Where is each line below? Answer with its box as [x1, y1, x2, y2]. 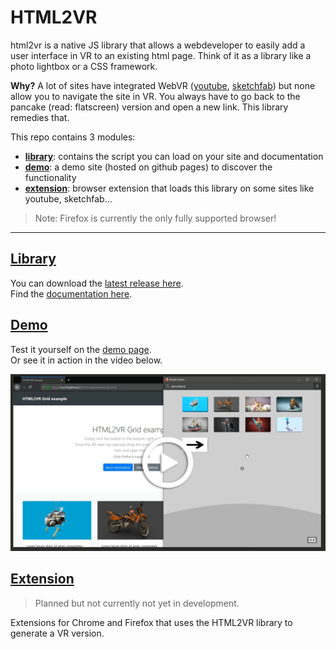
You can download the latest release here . [10, 277, 184, 289]
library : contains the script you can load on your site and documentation [24, 150, 324, 162]
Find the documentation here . [10, 287, 133, 300]
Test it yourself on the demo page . [10, 343, 152, 355]
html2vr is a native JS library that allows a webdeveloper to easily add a [10, 39, 306, 51]
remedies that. [10, 111, 70, 123]
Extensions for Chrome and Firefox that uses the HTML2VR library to [10, 616, 293, 628]
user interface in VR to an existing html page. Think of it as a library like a [10, 49, 312, 61]
